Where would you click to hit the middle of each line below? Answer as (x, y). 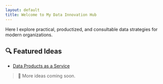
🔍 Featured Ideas (34, 51)
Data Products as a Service (41, 66)
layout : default (22, 10)
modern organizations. (29, 35)
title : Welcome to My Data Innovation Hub (51, 15)
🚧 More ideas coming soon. (46, 76)
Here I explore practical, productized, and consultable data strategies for (81, 29)
